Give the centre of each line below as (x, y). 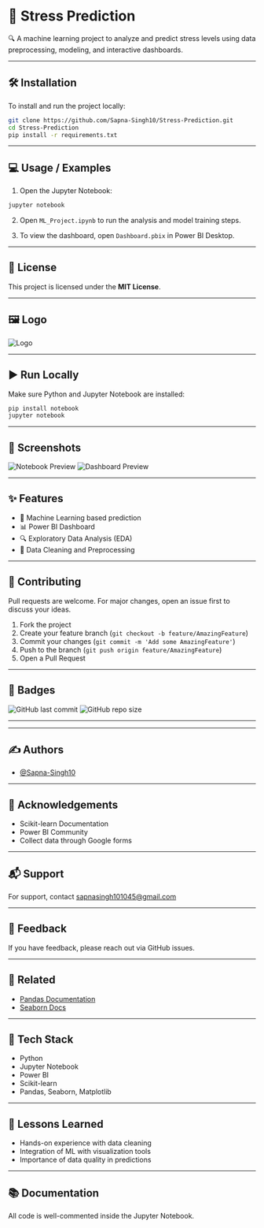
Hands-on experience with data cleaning (85, 1143)
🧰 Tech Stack (41, 1039)
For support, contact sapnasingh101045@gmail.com (92, 896)
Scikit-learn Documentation (64, 824)
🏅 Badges (32, 690)
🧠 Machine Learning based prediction (80, 517)
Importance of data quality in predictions (85, 1160)
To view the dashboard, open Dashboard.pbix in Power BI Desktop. (127, 236)
